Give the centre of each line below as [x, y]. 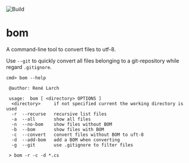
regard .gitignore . [29, 67]
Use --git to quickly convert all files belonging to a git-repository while [93, 61]
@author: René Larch [34, 88]
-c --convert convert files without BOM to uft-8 [78, 135]
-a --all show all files [51, 119]
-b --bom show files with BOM [58, 129]
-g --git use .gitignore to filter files [72, 145]
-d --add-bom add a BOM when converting [66, 140]
